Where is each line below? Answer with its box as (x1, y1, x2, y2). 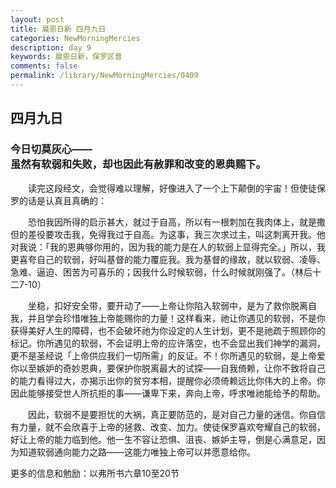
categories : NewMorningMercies (10, 33, 141, 43)
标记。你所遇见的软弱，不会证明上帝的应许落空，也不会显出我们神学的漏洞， (10, 337, 326, 349)
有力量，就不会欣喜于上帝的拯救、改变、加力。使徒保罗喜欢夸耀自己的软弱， (10, 421, 326, 433)
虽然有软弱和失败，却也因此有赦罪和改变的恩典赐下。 (10, 157, 267, 171)
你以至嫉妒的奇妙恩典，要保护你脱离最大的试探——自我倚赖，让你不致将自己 (10, 362, 326, 374)
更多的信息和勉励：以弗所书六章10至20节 (10, 467, 180, 479)
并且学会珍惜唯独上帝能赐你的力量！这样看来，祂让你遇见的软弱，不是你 (27, 312, 326, 324)
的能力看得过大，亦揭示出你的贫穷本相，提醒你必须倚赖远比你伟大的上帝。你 (10, 374, 326, 386)
